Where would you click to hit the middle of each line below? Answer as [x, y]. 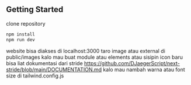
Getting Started [35, 10]
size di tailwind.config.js [35, 76]
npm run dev [20, 40]
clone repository [26, 23]
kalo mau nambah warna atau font [144, 69]
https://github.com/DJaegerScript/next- [132, 63]
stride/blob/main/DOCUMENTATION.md [54, 69]
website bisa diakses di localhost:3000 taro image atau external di [86, 51]
